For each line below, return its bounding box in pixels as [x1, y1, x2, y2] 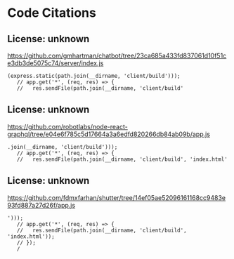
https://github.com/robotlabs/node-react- [7, 122, 128, 131]
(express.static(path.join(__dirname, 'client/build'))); [7, 72, 181, 79]
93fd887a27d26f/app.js [7, 201, 76, 209]
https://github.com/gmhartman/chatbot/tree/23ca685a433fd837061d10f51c [7, 51, 227, 60]
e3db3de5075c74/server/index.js [7, 59, 104, 67]
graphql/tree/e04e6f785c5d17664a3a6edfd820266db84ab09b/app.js [7, 130, 211, 138]
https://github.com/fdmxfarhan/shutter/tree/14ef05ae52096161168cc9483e [7, 193, 226, 201]
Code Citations [7, 5, 96, 21]
